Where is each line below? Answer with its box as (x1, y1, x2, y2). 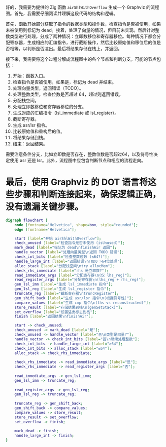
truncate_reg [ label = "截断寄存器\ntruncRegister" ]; (14, 291, 119, 296)
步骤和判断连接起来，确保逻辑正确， (14, 189, 162, 200)
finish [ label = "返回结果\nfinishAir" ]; (14, 314, 93, 319)
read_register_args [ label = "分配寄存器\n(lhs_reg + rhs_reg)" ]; (14, 277, 146, 283)
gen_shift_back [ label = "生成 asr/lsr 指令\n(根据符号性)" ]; (14, 295, 133, 300)
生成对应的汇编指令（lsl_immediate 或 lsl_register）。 (12, 110, 119, 116)
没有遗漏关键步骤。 (5, 202, 84, 212)
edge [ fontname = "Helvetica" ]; (14, 227, 77, 232)
